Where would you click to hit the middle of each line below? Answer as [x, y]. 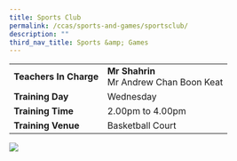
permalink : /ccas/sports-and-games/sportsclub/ [99, 26]
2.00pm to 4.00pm [146, 111]
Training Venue [47, 125]
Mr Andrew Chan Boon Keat [165, 83]
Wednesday [132, 97]
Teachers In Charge [56, 76]
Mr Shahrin [131, 71]
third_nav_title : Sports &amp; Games [79, 42]
